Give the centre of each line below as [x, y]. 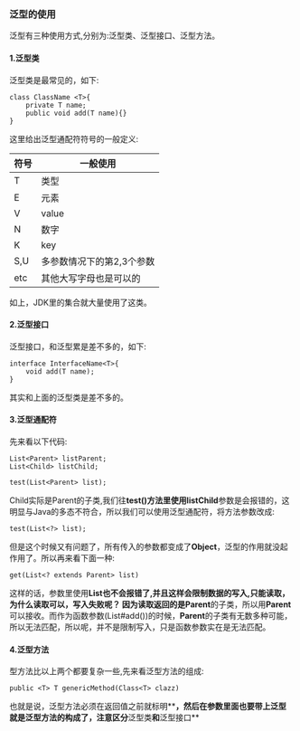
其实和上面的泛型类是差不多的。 [69, 397]
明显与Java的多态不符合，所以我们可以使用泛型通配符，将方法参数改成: [142, 511]
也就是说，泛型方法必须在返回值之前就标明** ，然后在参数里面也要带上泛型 [148, 707]
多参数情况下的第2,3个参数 [98, 261]
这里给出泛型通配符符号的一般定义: [74, 138]
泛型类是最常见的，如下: [54, 80]
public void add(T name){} [76, 113]
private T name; [56, 105]
